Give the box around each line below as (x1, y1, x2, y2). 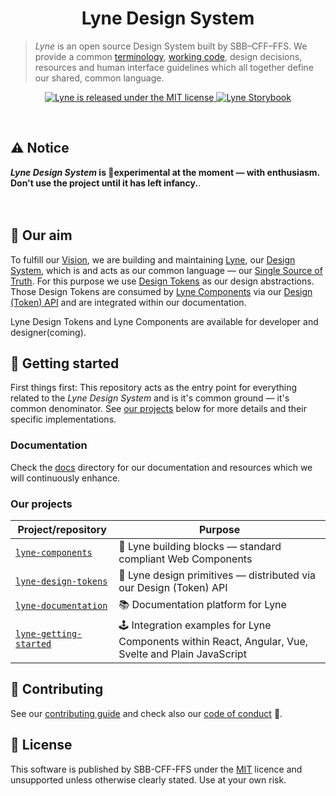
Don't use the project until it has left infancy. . (10, 177, 202, 189)
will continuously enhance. (10, 472, 121, 484)
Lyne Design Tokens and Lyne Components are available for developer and (10, 315, 319, 327)
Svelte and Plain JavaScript (118, 647, 247, 661)
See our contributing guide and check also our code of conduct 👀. (10, 707, 283, 719)
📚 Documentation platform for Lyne (118, 597, 287, 611)
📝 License (10, 737, 73, 754)
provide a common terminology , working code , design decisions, (34, 50, 303, 62)
